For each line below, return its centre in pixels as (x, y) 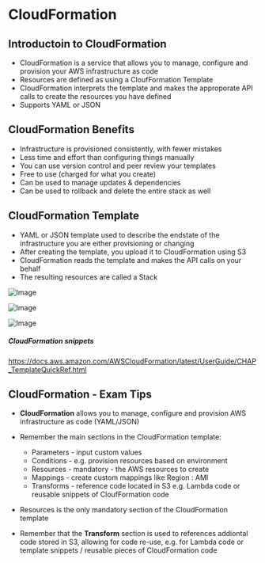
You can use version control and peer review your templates (117, 165)
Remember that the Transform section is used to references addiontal (134, 534)
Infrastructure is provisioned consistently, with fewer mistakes (121, 149)
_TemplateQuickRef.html (47, 369)
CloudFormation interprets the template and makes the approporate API (136, 88)
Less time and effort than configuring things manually (107, 157)
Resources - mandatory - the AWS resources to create (120, 470)
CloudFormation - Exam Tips (80, 394)
